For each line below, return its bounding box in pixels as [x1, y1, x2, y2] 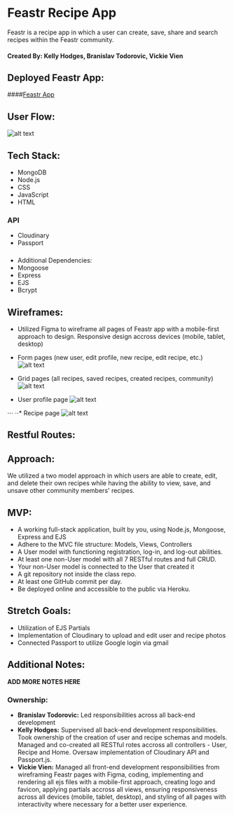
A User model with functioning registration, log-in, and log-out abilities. [17, 548, 223, 556]
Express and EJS [17, 533, 67, 541]
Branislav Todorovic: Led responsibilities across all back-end [17, 711, 195, 719]
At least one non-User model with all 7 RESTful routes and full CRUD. [17, 555, 217, 564]
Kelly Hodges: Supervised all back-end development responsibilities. [17, 725, 218, 734]
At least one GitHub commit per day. [17, 578, 123, 586]
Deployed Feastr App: [7, 71, 104, 83]
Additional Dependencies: [17, 256, 92, 265]
